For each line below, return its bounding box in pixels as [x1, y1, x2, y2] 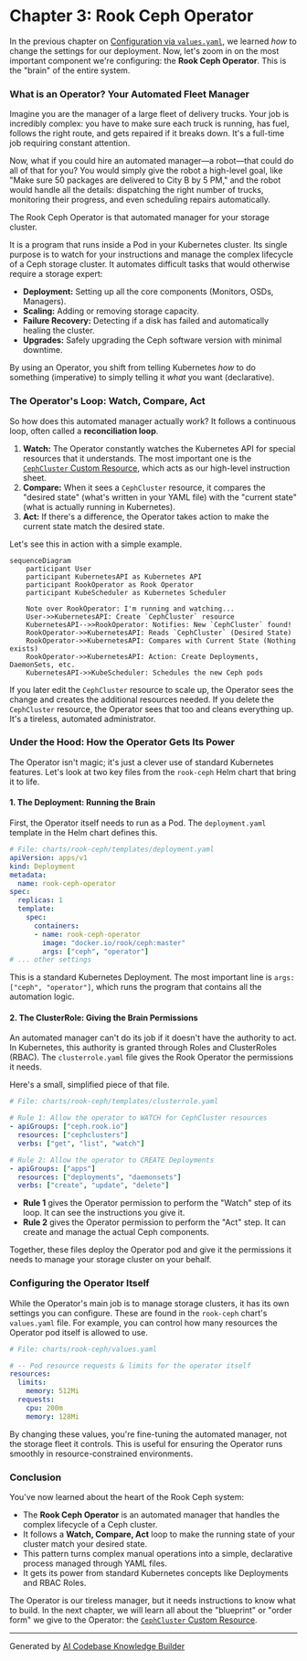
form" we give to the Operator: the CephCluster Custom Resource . [9, 1614, 258, 1625]
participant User [26, 564, 92, 573]
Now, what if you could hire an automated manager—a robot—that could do [9, 155, 294, 166]
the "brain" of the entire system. [9, 65, 131, 76]
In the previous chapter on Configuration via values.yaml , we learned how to [9, 36, 297, 47]
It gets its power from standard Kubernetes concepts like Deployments [22, 1567, 290, 1578]
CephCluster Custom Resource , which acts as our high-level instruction [22, 463, 291, 474]
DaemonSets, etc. [9, 660, 76, 669]
